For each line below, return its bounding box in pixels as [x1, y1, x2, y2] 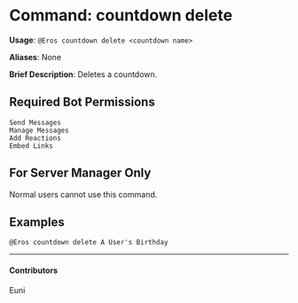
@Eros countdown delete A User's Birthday [9, 238, 169, 247]
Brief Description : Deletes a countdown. [9, 68, 158, 80]
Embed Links [9, 141, 53, 151]
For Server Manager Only [9, 166, 152, 181]
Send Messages [9, 118, 62, 127]
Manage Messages [9, 126, 69, 135]
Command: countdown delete [9, 5, 233, 26]
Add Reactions [9, 134, 62, 143]
